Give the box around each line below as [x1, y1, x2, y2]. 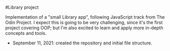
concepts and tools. [5, 30, 47, 36]
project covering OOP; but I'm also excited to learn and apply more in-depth [5, 25, 163, 31]
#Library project [5, 5, 39, 10]
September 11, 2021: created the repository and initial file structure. [12, 40, 153, 46]
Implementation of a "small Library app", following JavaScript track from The [5, 14, 165, 20]
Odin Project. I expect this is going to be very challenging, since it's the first [5, 20, 163, 25]
